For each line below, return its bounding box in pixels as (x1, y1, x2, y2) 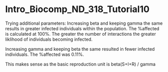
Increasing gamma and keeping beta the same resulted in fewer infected (5, 46, 155, 52)
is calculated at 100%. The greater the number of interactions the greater (5, 31, 156, 37)
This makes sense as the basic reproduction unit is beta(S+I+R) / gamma (5, 61, 156, 67)
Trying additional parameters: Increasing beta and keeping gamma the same (5, 20, 163, 26)
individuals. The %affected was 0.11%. (5, 51, 84, 57)
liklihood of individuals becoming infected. (5, 36, 93, 42)
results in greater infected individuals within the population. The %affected (5, 25, 159, 31)
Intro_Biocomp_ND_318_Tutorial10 (5, 4, 149, 15)
